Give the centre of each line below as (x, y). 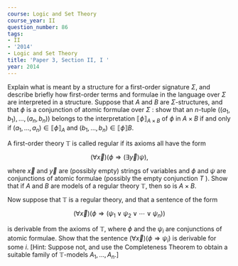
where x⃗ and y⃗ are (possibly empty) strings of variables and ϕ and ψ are (117, 171)
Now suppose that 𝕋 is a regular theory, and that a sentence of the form (113, 200)
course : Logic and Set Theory (52, 14)
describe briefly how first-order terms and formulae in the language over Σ (117, 94)
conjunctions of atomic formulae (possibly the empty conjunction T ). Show (118, 179)
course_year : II (31, 21)
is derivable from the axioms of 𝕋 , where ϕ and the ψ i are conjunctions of (115, 229)
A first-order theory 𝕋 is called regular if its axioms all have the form (107, 143)
